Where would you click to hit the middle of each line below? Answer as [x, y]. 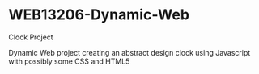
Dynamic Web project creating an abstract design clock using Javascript [129, 52]
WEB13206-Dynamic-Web [99, 15]
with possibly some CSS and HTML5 [69, 61]
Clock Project [31, 37]
